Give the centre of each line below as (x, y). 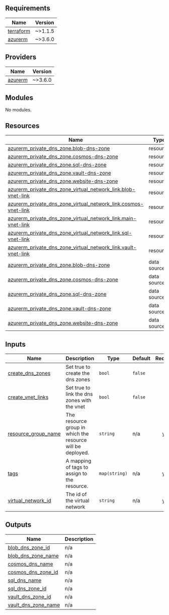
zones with (78, 401)
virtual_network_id (29, 500)
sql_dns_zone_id (27, 588)
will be (73, 446)
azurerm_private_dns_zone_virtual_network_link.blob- (72, 190)
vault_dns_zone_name (34, 605)
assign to (76, 474)
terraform (19, 31)
